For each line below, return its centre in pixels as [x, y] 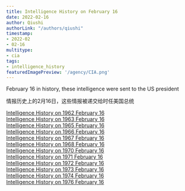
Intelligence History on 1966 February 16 [55, 132]
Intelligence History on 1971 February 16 [55, 157]
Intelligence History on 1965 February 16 [55, 125]
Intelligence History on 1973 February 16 [55, 170]
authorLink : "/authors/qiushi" [45, 28]
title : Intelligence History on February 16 [62, 12]
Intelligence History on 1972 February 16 [55, 163]
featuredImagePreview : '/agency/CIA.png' [58, 72]
